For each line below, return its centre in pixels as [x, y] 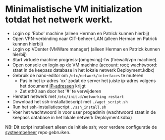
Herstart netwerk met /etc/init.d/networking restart [68, 96]
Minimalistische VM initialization [74, 9]
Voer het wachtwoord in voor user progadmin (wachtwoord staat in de [84, 112]
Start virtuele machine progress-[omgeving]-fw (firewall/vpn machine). [85, 59]
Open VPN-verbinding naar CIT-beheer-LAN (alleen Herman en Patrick [85, 39]
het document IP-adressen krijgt [53, 86]
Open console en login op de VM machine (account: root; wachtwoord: [85, 65]
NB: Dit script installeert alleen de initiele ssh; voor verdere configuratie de [81, 127]
